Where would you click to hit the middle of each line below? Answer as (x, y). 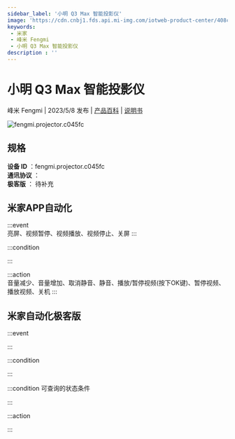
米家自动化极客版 (44, 316)
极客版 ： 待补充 (30, 183)
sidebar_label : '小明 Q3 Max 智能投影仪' (65, 14)
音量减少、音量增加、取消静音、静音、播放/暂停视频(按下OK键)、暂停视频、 (116, 283)
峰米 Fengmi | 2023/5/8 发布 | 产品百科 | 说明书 (75, 110)
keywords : (22, 27)
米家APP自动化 (40, 208)
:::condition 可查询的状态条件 (49, 389)
